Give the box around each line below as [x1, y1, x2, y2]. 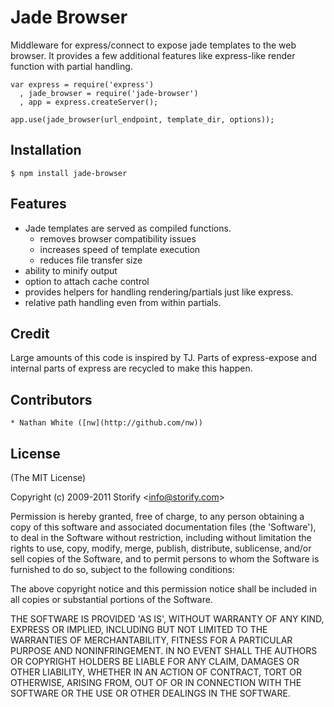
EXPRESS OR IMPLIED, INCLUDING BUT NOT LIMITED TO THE [10, 624, 268, 635]
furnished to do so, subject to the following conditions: [10, 564, 235, 575]
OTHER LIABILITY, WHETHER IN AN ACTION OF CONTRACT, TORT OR [10, 666, 302, 678]
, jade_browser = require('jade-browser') [19, 88, 199, 98]
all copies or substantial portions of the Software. [10, 594, 213, 605]
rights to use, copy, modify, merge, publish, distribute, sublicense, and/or [10, 542, 312, 554]
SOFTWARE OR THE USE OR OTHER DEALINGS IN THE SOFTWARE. [10, 687, 291, 699]
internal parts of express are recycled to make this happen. [10, 362, 253, 375]
